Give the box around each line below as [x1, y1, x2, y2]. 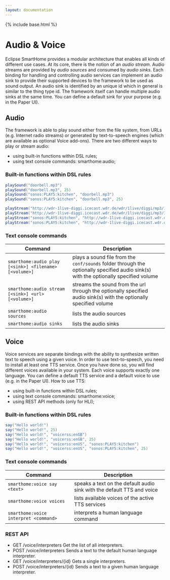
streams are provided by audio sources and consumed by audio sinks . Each [5, 66, 163, 72]
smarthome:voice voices [8, 498, 65, 504]
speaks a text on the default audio [74, 480, 155, 487]
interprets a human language [74, 509, 143, 516]
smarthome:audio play [8, 259, 60, 264]
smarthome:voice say [8, 481, 57, 487]
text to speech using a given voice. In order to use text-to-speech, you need [5, 356, 164, 362]
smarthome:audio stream [8, 286, 65, 292]
